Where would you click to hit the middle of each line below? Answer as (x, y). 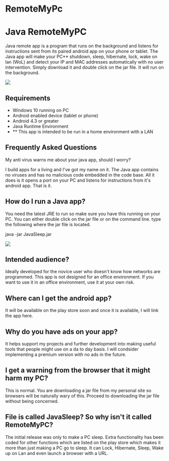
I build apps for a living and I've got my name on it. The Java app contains (82, 169)
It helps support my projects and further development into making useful (81, 344)
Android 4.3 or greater (36, 121)
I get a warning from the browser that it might (78, 370)
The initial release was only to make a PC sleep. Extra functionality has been (84, 437)
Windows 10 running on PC (41, 110)
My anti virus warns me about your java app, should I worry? (68, 160)
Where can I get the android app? (59, 298)
